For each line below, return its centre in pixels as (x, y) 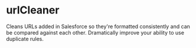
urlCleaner (33, 10)
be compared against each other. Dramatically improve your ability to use (95, 32)
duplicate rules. (25, 39)
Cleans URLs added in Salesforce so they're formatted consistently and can (98, 26)
